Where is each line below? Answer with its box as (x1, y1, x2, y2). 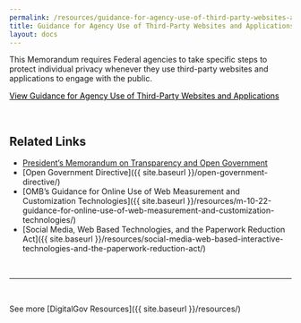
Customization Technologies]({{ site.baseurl (21, 196, 185, 207)
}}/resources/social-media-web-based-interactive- (94, 234, 284, 244)
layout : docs (9, 30, 58, 38)
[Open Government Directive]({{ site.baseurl (21, 167, 186, 178)
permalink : (9, 13, 50, 22)
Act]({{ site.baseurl (21, 234, 93, 244)
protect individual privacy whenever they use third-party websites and (9, 64, 269, 74)
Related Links (9, 133, 87, 149)
